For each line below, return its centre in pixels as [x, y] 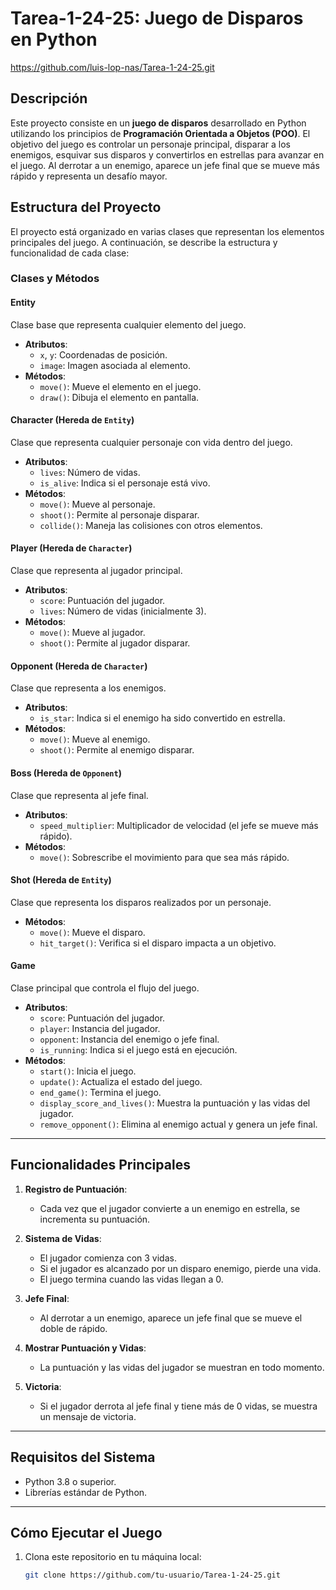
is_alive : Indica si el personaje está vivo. [125, 483]
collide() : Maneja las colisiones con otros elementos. [151, 525]
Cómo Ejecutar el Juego [86, 1532]
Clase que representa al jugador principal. [96, 571]
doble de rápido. [73, 1328]
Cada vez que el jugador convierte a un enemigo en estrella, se [170, 1208]
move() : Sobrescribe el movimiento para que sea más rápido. [164, 857]
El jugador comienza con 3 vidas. [108, 1258]
